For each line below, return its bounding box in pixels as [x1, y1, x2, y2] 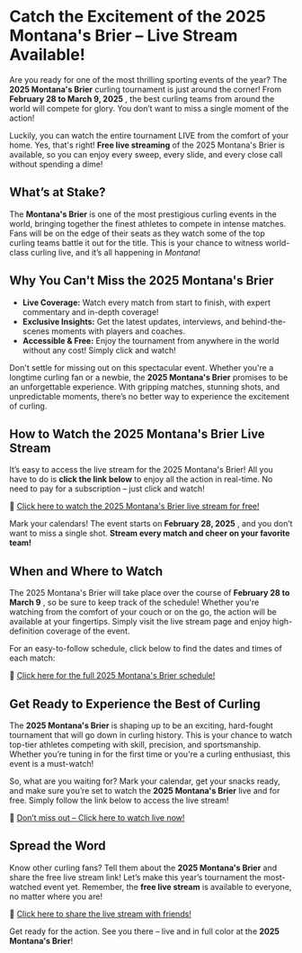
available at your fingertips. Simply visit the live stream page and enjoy [9, 616, 271, 627]
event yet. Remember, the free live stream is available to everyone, [43, 881, 292, 892]
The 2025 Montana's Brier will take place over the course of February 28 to [9, 588, 290, 598]
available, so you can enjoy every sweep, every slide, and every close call [9, 148, 283, 159]
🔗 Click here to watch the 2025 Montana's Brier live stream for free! [9, 501, 260, 512]
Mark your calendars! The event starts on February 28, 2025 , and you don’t [9, 518, 293, 529]
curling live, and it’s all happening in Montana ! [30, 247, 200, 257]
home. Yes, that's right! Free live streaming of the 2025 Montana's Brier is [9, 139, 285, 150]
